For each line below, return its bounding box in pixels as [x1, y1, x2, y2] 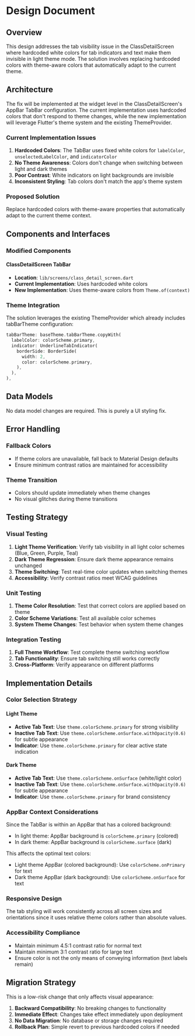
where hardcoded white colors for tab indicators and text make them [6, 49, 171, 56]
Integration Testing [6, 635, 61, 643]
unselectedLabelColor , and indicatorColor [14, 153, 117, 160]
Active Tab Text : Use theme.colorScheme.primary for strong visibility [14, 723, 179, 730]
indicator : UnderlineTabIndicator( [11, 342, 98, 349]
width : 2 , [21, 354, 46, 359]
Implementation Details [6, 678, 93, 688]
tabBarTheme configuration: [6, 321, 74, 328]
